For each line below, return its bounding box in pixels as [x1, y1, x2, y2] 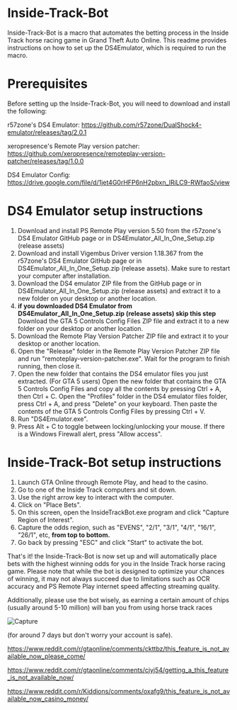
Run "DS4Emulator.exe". [17, 415, 88, 423]
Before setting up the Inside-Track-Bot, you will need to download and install [7, 99, 231, 108]
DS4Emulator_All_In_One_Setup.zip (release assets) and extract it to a [17, 286, 221, 295]
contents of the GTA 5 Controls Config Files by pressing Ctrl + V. [17, 407, 206, 415]
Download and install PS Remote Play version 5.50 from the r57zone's [17, 226, 221, 235]
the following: [7, 106, 47, 115]
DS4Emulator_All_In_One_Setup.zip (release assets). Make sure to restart [17, 264, 231, 272]
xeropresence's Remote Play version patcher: [7, 142, 140, 150]
